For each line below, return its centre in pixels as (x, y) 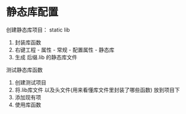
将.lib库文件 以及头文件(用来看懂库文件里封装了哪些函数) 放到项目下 (97, 90)
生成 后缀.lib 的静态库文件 (46, 57)
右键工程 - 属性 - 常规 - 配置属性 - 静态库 (64, 50)
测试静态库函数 (24, 69)
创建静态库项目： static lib (38, 30)
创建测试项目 (30, 82)
